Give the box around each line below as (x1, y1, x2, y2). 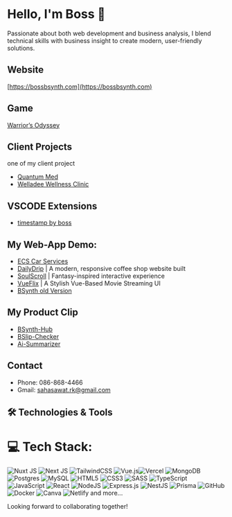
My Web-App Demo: (7, 238, 97, 250)
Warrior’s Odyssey (7, 121, 60, 129)
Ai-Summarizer (17, 340, 61, 348)
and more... (90, 489, 123, 497)
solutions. (7, 44, 35, 52)
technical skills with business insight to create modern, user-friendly (7, 36, 202, 44)
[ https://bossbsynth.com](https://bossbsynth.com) (7, 82, 152, 91)
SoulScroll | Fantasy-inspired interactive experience (17, 272, 165, 280)
